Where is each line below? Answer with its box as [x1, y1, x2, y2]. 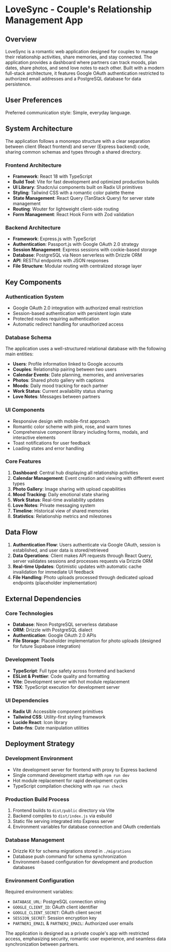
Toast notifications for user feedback [12, 439, 91, 446]
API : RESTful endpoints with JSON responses [12, 258, 109, 264]
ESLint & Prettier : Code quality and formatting [12, 673, 110, 679]
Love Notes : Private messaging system [12, 502, 95, 508]
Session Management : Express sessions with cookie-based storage [12, 247, 157, 253]
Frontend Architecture [5, 161, 62, 168]
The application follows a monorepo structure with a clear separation [5, 138, 151, 144]
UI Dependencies [5, 696, 49, 704]
